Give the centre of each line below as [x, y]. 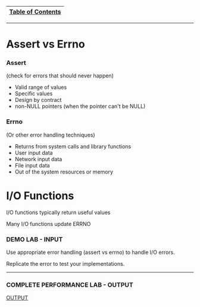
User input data [34, 153]
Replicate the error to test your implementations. [65, 264]
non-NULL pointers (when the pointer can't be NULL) [80, 106]
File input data [32, 165]
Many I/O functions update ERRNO [49, 224]
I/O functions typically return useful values [58, 212]
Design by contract [38, 100]
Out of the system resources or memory [64, 172]
